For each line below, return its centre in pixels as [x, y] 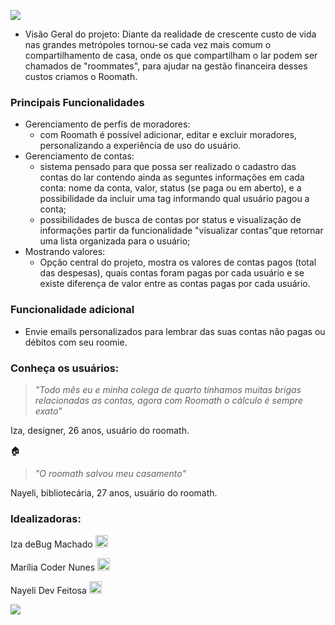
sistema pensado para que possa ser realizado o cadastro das [168, 167]
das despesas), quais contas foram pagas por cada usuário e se [172, 273]
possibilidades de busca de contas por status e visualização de [170, 220]
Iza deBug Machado [51, 544]
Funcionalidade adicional [72, 310]
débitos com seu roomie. [76, 342]
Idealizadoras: [46, 518]
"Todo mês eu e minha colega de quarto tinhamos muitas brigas [168, 389]
